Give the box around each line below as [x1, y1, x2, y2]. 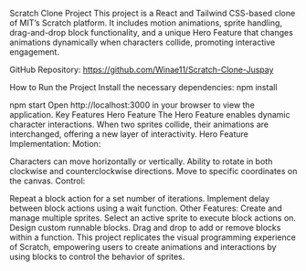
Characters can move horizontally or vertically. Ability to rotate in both [9, 156, 273, 167]
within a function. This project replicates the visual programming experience [9, 232, 297, 243]
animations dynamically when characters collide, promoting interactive [9, 36, 276, 47]
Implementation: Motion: [9, 139, 101, 149]
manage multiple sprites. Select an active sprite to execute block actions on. [9, 213, 297, 223]
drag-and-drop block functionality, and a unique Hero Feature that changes [9, 27, 294, 37]
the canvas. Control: [9, 175, 86, 186]
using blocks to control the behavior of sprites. [9, 251, 185, 262]
